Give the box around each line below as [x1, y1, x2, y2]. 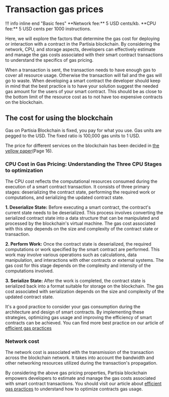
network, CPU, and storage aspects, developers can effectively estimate [5, 46, 156, 52]
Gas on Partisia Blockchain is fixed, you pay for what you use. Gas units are [5, 127, 162, 133]
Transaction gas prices [5, 4, 104, 15]
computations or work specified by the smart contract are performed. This [5, 247, 160, 253]
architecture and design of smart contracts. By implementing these [5, 309, 145, 315]
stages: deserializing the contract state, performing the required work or [5, 189, 155, 195]
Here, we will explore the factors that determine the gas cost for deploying [5, 35, 160, 42]
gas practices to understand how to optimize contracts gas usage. [5, 386, 143, 392]
